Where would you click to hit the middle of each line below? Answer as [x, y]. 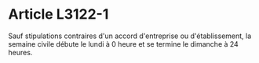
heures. [20, 52]
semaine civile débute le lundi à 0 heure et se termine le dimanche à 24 [124, 44]
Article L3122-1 [58, 14]
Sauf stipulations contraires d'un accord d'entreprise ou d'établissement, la [130, 36]
